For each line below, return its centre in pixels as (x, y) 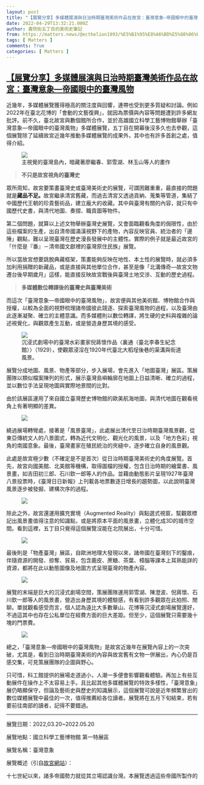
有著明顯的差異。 (38, 406)
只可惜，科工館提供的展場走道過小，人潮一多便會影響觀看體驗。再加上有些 (99, 675)
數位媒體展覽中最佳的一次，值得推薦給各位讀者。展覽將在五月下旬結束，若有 (102, 697)
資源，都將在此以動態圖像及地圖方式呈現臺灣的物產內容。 (78, 568)
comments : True (25, 46)
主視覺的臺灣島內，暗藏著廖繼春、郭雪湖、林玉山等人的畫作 (96, 162)
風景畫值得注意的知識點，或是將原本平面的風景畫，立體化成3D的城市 (103, 520)
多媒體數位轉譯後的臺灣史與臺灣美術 (66, 287)
